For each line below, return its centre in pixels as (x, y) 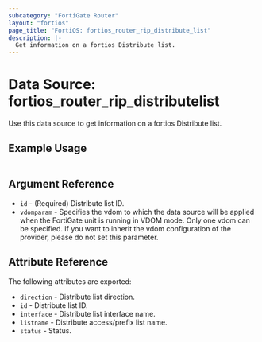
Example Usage (48, 148)
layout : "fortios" (39, 23)
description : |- (35, 38)
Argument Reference (61, 184)
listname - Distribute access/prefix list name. (94, 322)
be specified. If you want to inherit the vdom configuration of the (125, 228)
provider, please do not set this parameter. (89, 237)
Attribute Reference (58, 262)
